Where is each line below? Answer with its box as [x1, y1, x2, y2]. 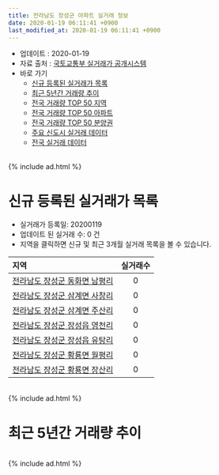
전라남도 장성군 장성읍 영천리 [12, 320, 114, 331]
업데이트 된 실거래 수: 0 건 [19, 230, 100, 239]
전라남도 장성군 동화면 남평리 [12, 276, 114, 287]
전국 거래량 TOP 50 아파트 [31, 108, 113, 118]
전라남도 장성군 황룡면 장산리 [12, 364, 114, 375]
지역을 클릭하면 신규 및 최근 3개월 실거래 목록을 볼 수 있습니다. [19, 239, 212, 249]
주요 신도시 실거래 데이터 [31, 128, 108, 138]
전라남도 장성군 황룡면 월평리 [12, 349, 114, 360]
